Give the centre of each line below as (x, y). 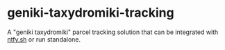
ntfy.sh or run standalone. (44, 39)
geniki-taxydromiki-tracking (91, 13)
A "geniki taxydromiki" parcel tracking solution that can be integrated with (113, 32)
